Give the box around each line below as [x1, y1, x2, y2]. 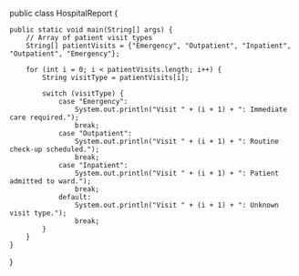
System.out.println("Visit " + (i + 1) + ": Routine [74, 137, 280, 146]
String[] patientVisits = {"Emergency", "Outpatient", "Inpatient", [26, 41, 292, 50]
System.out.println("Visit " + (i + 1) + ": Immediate [74, 105, 287, 114]
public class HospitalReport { [9, 8, 119, 18]
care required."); [9, 113, 79, 122]
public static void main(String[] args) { [9, 26, 173, 35]
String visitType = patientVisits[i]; [42, 73, 190, 82]
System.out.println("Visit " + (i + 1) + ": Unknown [74, 200, 280, 210]
